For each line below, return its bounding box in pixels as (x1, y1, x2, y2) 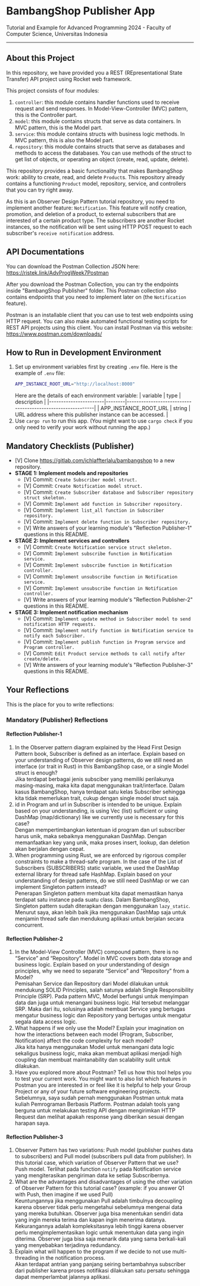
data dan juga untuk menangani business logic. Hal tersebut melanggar (14, 999, 190, 1007)
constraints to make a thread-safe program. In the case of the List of (14, 858, 183, 865)
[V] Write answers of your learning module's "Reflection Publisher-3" (23, 662, 193, 669)
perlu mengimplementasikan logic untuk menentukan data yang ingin (14, 1229, 185, 1236)
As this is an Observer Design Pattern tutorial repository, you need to (6, 198, 175, 205)
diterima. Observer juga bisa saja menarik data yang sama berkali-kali (14, 1235, 186, 1242)
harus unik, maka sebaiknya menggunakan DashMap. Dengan (14, 833, 167, 839)
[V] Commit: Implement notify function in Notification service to (23, 627, 193, 634)
